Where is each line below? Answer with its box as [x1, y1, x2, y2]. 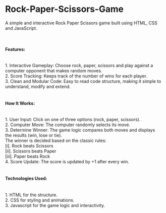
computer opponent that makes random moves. [5, 68, 103, 74]
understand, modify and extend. [5, 83, 71, 90]
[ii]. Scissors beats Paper [5, 148, 56, 154]
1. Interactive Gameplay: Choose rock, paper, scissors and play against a [5, 63, 154, 69]
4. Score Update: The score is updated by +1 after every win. [5, 159, 129, 165]
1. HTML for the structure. [5, 192, 58, 198]
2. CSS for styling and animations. [5, 197, 75, 203]
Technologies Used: [5, 175, 48, 181]
